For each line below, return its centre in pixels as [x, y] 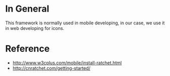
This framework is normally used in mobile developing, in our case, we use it [85, 23]
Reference [27, 49]
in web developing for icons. [35, 28]
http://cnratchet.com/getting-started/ [51, 68]
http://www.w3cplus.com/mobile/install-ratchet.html [67, 63]
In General [27, 9]
